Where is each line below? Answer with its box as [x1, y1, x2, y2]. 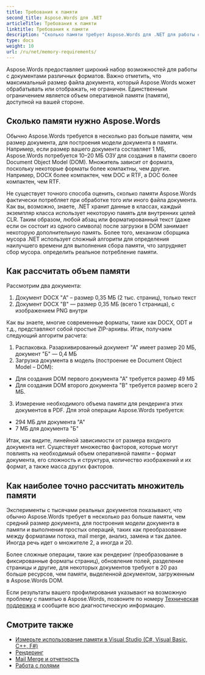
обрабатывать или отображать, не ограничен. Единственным [6, 85, 168, 92]
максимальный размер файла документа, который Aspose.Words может [6, 78, 196, 86]
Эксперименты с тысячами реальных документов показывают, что [6, 507, 182, 514]
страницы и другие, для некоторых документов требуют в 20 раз [6, 564, 178, 571]
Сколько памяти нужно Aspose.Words [6, 116, 160, 126]
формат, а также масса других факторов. [6, 463, 115, 470]
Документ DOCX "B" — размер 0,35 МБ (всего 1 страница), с [15, 301, 175, 308]
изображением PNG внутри [15, 307, 88, 314]
